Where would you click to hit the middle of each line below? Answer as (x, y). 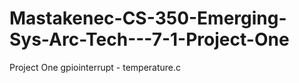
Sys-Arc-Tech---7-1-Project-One (149, 39)
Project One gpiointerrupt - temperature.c (95, 67)
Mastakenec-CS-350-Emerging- (148, 18)
